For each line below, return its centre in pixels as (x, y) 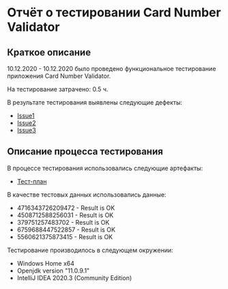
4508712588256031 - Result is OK (65, 215)
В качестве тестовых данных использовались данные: (87, 194)
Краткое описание (49, 52)
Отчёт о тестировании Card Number (114, 13)
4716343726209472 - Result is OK (66, 208)
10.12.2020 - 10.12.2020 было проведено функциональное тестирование (112, 69)
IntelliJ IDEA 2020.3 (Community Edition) (74, 277)
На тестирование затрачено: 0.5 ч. (58, 89)
